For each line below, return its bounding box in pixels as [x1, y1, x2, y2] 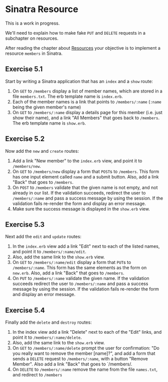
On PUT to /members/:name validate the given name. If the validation [12, 275, 149, 281]
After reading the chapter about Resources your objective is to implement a [5, 45, 160, 51]
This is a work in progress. [5, 20, 60, 26]
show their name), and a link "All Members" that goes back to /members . [12, 115, 159, 121]
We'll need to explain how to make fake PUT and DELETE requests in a [5, 30, 146, 36]
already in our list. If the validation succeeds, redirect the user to [12, 189, 146, 196]
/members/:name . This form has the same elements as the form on [12, 265, 147, 271]
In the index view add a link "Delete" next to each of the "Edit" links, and [12, 329, 162, 335]
